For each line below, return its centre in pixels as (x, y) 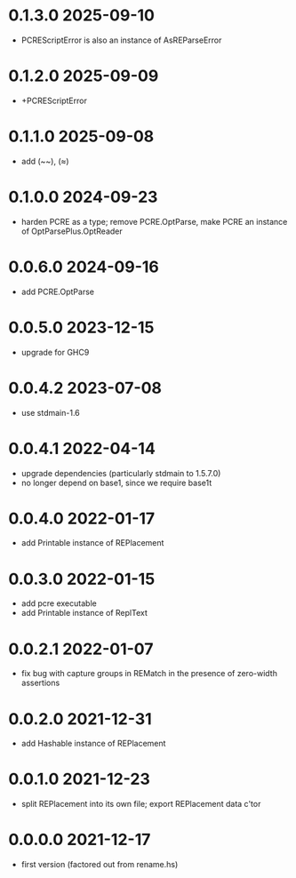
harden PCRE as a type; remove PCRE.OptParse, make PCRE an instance (154, 221)
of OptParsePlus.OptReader (72, 231)
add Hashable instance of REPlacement (93, 744)
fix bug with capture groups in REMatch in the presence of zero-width (149, 674)
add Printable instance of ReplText (84, 613)
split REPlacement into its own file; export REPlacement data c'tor (141, 804)
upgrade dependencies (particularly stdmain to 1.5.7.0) (121, 473)
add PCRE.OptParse (58, 291)
